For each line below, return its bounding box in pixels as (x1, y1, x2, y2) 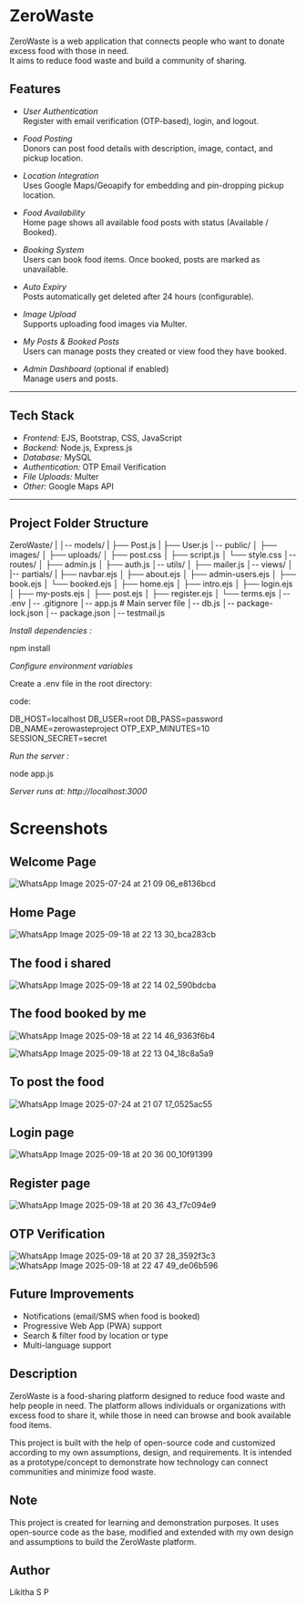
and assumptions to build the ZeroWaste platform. (9, 1536, 197, 1547)
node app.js (9, 768, 55, 780)
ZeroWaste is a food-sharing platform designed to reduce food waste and (9, 1390, 285, 1401)
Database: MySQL (22, 451, 93, 462)
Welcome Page (9, 854, 97, 869)
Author (9, 1562, 50, 1578)
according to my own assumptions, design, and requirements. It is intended (9, 1446, 292, 1457)
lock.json (9, 607, 44, 618)
